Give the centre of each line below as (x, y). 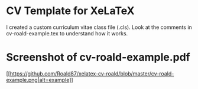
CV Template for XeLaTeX (70, 11)
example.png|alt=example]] (40, 80)
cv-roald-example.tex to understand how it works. (67, 33)
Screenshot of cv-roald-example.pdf (98, 57)
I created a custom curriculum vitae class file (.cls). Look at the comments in (99, 27)
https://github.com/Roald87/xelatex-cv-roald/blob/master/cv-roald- (92, 73)
